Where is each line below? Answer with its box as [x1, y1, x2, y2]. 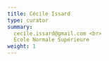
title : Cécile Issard [7, 10, 71, 18]
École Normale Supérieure [13, 36, 90, 43]
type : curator [7, 17, 49, 24]
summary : [7, 23, 33, 30]
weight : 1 [7, 43, 37, 50]
